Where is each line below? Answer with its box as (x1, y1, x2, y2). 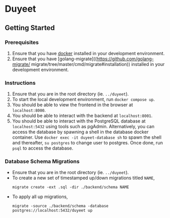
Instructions (5, 79, 36, 86)
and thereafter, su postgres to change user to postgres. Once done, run (12, 140, 163, 146)
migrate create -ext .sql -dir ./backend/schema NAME (12, 185, 129, 190)
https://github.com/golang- (96, 56, 154, 62)
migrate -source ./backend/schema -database (12, 204, 109, 209)
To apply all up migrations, (12, 193, 68, 200)
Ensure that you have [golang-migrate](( (12, 56, 97, 62)
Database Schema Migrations (5, 158, 80, 165)
